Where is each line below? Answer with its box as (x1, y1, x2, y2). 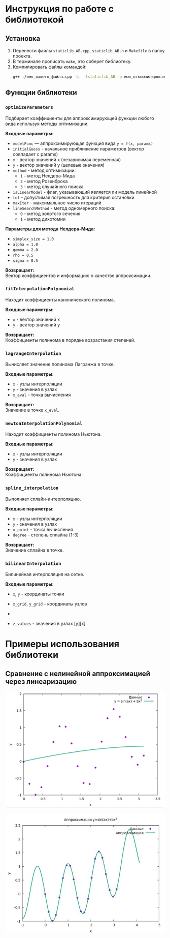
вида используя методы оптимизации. (5, 120, 89, 127)
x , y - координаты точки (12, 591, 64, 597)
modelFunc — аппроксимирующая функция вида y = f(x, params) (12, 140, 153, 146)
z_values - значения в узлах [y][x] (12, 621, 86, 627)
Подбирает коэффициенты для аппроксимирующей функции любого (5, 115, 154, 121)
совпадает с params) (12, 151, 58, 157)
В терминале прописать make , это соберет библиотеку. (12, 58, 132, 64)
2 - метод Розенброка (20, 178, 68, 184)
